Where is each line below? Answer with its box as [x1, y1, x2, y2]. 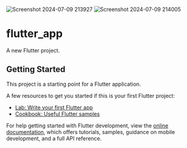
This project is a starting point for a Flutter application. [6, 80, 141, 88]
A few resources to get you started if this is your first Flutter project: [6, 92, 175, 99]
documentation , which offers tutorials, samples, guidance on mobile [6, 128, 175, 135]
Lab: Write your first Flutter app [14, 103, 93, 111]
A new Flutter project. [6, 47, 60, 54]
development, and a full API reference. [6, 135, 102, 142]
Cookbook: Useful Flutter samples [14, 110, 100, 117]
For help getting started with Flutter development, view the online [6, 121, 169, 129]
